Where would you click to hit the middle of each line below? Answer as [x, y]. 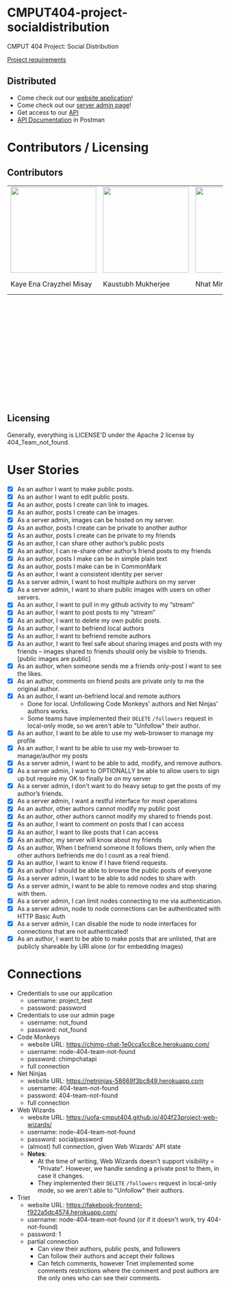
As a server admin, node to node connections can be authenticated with [119, 909]
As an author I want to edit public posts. [73, 497]
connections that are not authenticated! [73, 932]
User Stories [43, 470]
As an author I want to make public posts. [75, 489]
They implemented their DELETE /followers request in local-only [127, 1183]
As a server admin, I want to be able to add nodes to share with [106, 878]
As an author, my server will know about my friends [89, 840]
